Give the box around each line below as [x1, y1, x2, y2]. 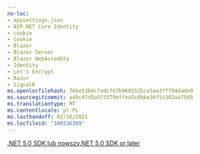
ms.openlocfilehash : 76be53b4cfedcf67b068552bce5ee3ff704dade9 [7, 87, 194, 94]
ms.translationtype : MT [7, 101, 76, 108]
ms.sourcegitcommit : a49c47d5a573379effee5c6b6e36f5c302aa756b [7, 94, 194, 101]
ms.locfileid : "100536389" [7, 119, 85, 127]
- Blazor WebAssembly [7, 55, 70, 62]
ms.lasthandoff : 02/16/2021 [7, 113, 89, 120]
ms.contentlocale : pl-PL [7, 107, 79, 114]
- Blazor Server [7, 49, 54, 56]
